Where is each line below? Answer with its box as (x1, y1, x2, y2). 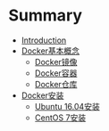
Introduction (21, 35, 67, 45)
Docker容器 (34, 68, 78, 78)
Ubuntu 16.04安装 (34, 101, 100, 111)
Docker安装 (21, 90, 64, 101)
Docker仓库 (34, 78, 78, 89)
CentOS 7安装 (34, 112, 87, 123)
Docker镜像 (34, 56, 78, 67)
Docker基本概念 (21, 45, 80, 56)
